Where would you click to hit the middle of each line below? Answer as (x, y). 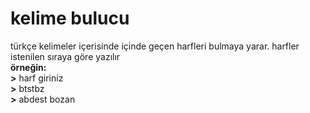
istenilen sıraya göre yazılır (65, 56)
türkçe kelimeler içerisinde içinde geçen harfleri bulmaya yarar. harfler (155, 46)
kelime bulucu (70, 18)
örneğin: (28, 67)
